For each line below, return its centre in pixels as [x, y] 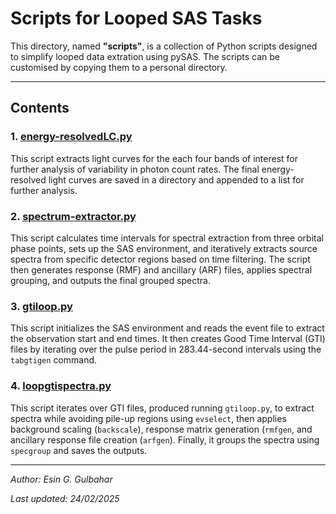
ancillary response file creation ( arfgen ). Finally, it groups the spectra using [165, 439]
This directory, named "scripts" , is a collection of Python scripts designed [164, 46]
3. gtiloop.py [41, 306]
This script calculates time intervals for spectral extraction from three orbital [167, 238]
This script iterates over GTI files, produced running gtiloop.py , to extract [162, 408]
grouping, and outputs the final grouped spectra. [111, 280]
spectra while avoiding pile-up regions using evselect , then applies [148, 418]
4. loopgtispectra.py [61, 386]
